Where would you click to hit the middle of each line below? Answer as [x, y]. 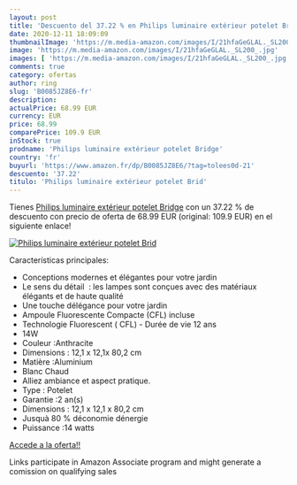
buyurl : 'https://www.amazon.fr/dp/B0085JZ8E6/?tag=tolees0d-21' [132, 166]
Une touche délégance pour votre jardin [95, 305]
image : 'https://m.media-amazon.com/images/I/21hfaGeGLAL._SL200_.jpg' [144, 50]
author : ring [33, 83]
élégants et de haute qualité [72, 296]
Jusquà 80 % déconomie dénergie [85, 419]
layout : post [33, 17]
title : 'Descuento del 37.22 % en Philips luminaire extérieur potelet [144, 26]
